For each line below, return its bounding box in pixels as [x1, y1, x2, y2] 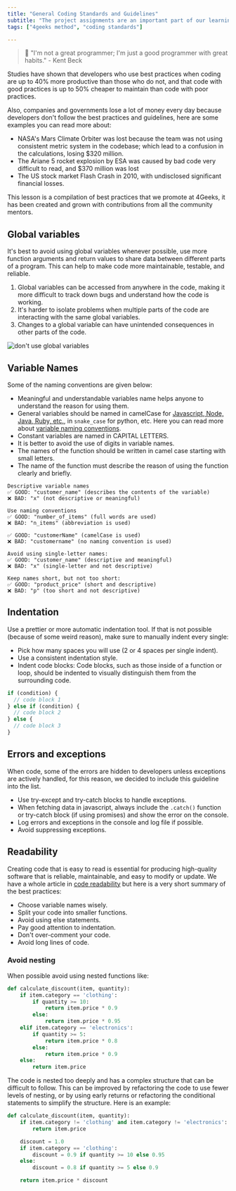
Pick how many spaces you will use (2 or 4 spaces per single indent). [17, 646, 218, 654]
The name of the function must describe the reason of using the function [17, 461, 229, 470]
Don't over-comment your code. [17, 930, 111, 939]
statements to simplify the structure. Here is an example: [7, 1099, 171, 1107]
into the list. [7, 782, 41, 790]
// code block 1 [13, 696, 61, 703]
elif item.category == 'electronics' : [20, 1024, 133, 1031]
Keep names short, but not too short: [7, 575, 121, 582]
